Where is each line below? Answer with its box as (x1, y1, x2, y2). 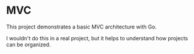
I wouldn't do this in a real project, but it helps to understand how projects (6, 34, 189, 42)
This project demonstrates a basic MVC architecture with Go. (6, 23, 157, 30)
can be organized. (6, 41, 51, 48)
